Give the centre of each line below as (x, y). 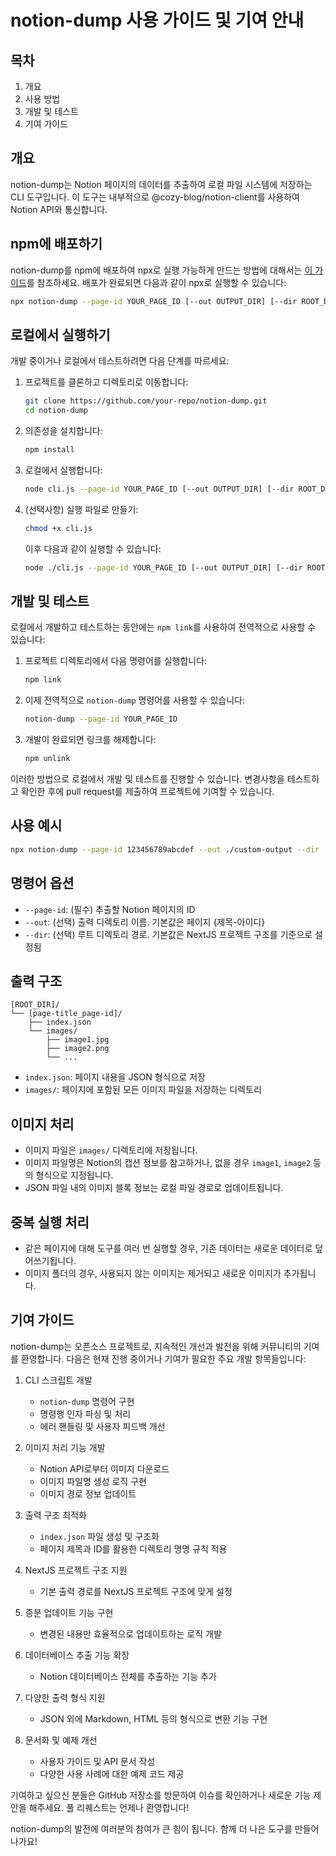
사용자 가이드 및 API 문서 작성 (97, 1761)
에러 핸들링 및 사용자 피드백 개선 (102, 1426)
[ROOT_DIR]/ (35, 1005)
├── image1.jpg (78, 1040)
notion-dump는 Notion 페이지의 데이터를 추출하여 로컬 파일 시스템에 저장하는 (161, 184)
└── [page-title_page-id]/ (66, 1014)
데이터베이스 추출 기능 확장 (77, 1655)
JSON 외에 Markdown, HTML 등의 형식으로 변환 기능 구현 (153, 1718)
